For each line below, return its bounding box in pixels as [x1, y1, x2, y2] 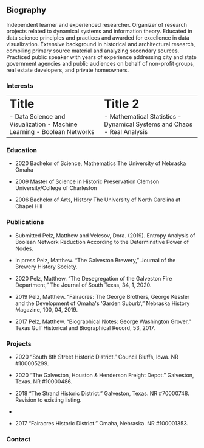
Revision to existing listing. [15, 396, 82, 404]
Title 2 [104, 97, 140, 111]
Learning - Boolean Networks [9, 128, 95, 136]
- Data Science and [9, 113, 66, 121]
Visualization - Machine [9, 120, 78, 128]
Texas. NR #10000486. [15, 378, 73, 385]
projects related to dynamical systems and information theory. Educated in [6, 27, 192, 35]
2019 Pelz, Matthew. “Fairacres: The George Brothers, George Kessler [15, 293, 190, 300]
